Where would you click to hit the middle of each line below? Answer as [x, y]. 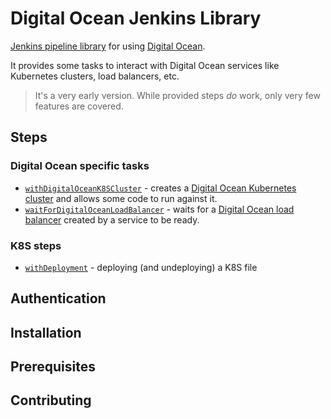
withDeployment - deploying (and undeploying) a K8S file [141, 267]
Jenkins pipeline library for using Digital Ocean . [108, 46]
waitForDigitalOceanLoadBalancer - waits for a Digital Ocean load [159, 209]
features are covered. [79, 106]
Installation [46, 332]
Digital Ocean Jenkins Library [136, 18]
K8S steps [36, 245]
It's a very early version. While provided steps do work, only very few [177, 95]
